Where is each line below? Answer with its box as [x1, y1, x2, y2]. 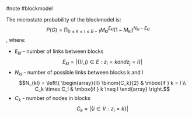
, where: [6, 37, 26, 44]
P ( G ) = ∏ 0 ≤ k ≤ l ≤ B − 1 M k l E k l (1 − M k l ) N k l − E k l [46, 26, 150, 34]
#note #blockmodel [6, 5, 53, 12]
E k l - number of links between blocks [14, 48, 104, 56]
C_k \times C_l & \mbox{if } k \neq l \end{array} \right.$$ [34, 85, 170, 92]
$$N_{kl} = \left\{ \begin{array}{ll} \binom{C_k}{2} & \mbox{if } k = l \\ [19, 79, 186, 86]
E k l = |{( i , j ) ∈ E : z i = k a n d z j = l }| [62, 58, 143, 67]
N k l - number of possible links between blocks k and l [14, 69, 144, 77]
